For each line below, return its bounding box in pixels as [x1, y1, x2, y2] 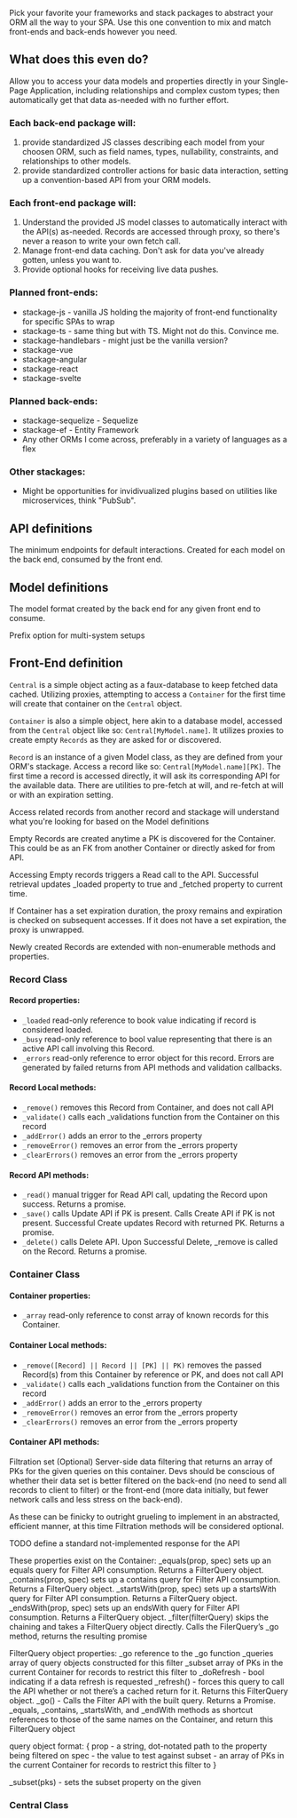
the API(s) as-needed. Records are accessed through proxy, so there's [21, 227, 281, 237]
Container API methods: [9, 1437, 100, 1447]
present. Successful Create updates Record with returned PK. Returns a [21, 1217, 285, 1229]
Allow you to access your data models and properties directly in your [9, 76, 261, 86]
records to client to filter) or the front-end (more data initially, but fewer [9, 1484, 269, 1495]
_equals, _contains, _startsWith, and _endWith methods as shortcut [9, 1704, 254, 1715]
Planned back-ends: [9, 395, 98, 407]
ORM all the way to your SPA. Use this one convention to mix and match [9, 17, 272, 28]
